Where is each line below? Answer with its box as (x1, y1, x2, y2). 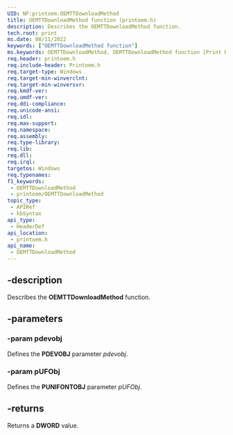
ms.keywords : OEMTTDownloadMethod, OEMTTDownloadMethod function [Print (7, 49, 222, 56)
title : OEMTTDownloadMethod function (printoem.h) (7, 17, 157, 24)
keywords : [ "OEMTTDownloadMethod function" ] (7, 42, 138, 49)
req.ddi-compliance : (7, 101, 67, 108)
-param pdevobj (7, 334, 62, 343)
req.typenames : (7, 171, 51, 178)
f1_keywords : (7, 178, 45, 185)
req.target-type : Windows (7, 68, 82, 75)
